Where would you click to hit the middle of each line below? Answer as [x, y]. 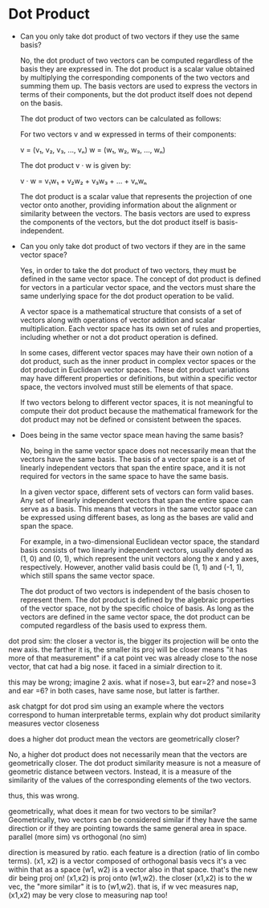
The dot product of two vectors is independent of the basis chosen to [135, 591]
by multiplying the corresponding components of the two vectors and [135, 77]
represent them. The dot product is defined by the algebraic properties [137, 599]
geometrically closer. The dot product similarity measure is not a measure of [134, 763]
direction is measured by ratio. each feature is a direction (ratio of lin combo [134, 852]
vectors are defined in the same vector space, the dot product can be [135, 616]
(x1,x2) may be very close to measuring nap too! [88, 895]
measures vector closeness [54, 723]
